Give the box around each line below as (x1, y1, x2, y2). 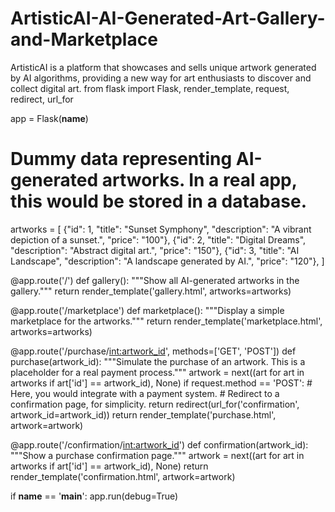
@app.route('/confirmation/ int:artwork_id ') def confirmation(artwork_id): (10, 438, 309, 451)
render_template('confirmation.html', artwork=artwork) (10, 470, 236, 482)
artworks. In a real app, (101, 169, 298, 192)
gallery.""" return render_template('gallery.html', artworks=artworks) (10, 285, 292, 297)
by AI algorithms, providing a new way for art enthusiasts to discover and (10, 72, 312, 84)
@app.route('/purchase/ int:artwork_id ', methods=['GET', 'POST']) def (10, 345, 297, 357)
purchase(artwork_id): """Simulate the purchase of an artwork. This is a (10, 355, 306, 367)
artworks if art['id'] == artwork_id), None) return (10, 460, 209, 472)
